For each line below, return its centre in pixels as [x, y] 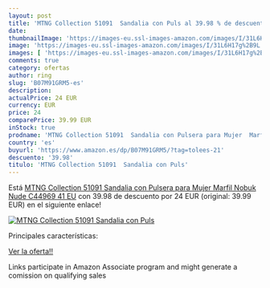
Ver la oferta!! [31, 251]
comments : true [34, 61]
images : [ [25, 53]
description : [30, 90]
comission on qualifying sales [57, 276]
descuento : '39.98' [41, 157]
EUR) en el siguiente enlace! [55, 205]
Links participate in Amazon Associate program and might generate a [123, 267]
